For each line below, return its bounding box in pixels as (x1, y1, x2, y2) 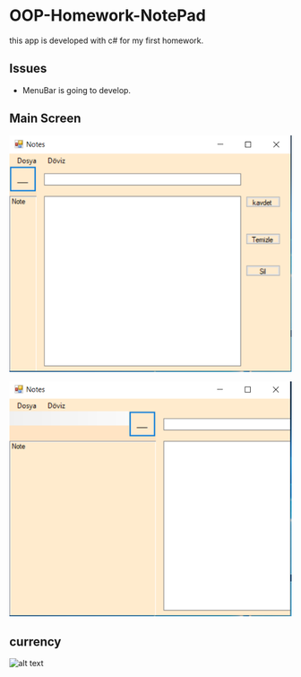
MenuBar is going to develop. (21, 84, 132, 95)
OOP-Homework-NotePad (9, 5, 206, 26)
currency (9, 634, 62, 649)
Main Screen (9, 111, 82, 126)
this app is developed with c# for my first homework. (9, 35, 204, 46)
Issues (9, 61, 47, 76)
